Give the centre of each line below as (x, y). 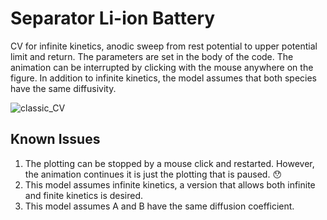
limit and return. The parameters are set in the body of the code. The (152, 56)
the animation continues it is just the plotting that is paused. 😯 (153, 174)
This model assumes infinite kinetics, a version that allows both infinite (170, 184)
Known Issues (55, 139)
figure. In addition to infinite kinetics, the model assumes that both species (164, 78)
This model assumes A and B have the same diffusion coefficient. (159, 206)
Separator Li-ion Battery (113, 18)
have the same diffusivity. (63, 88)
